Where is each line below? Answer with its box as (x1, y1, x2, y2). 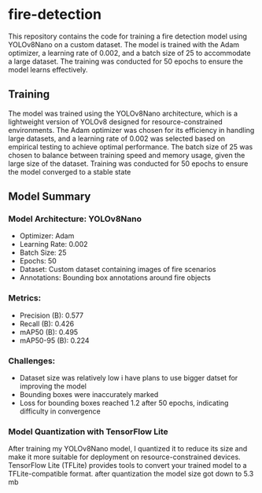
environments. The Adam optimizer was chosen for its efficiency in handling (8, 125, 255, 134)
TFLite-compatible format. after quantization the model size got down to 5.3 (8, 469, 254, 479)
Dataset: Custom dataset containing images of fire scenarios (19, 265, 216, 274)
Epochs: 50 (19, 256, 57, 266)
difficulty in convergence (19, 407, 101, 416)
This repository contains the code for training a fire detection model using (8, 31, 248, 41)
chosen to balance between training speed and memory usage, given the (8, 150, 245, 160)
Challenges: (8, 355, 56, 366)
